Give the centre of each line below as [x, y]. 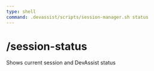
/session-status [47, 46]
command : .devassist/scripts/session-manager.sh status [77, 17]
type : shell [21, 12]
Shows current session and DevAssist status [61, 63]
